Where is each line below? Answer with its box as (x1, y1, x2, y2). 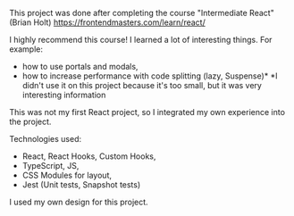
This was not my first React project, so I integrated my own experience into (9, 107, 286, 117)
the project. (9, 116, 52, 127)
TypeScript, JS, (21, 161, 80, 170)
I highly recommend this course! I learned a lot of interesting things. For (9, 35, 273, 45)
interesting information (21, 89, 106, 100)
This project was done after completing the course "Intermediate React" (9, 8, 274, 18)
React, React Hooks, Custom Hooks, (21, 151, 156, 162)
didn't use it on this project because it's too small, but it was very (21, 80, 262, 90)
